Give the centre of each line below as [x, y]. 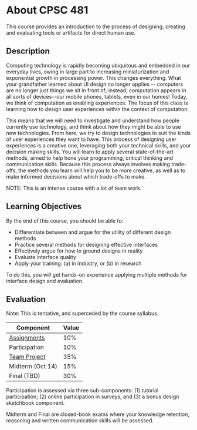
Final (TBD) [25, 376]
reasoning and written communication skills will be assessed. [80, 421]
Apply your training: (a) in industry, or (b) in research [78, 263]
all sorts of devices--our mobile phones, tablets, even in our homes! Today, [97, 96]
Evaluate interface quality [45, 257]
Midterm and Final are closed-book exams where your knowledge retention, [98, 414]
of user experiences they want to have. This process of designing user [91, 139]
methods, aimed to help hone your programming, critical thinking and [90, 158]
